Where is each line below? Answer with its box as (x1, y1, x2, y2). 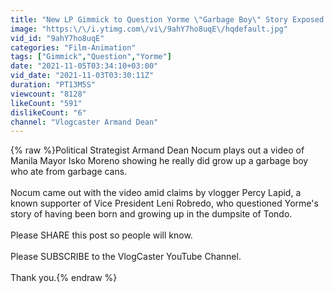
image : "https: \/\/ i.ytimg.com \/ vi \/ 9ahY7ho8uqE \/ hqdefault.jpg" (10, 24, 288, 34)
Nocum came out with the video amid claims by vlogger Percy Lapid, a (10, 187, 302, 199)
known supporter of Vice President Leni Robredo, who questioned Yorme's (10, 197, 319, 210)
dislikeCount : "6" (10, 107, 87, 118)
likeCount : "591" (10, 98, 83, 108)
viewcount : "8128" (10, 89, 87, 99)
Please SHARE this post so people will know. (10, 229, 193, 241)
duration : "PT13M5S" (10, 80, 97, 90)
